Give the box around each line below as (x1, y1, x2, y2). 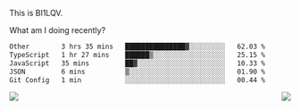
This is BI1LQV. (9, 8, 63, 18)
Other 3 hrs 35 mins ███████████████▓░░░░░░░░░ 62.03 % (9, 42, 266, 51)
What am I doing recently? (9, 25, 106, 35)
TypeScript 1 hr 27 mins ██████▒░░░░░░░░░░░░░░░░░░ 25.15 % (9, 50, 266, 59)
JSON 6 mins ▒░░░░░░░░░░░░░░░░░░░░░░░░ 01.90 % (9, 67, 266, 76)
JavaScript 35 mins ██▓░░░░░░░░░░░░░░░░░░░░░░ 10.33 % (9, 58, 266, 68)
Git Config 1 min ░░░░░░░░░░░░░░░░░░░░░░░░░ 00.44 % (9, 75, 266, 84)
